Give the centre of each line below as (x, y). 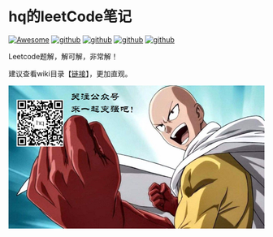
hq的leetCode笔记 (70, 17)
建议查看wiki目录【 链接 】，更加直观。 (70, 73)
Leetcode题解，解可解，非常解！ (63, 56)
